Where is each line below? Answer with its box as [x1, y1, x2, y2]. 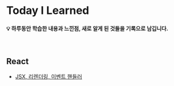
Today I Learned [6, 4, 89, 18]
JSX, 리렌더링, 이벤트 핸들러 [15, 73, 82, 81]
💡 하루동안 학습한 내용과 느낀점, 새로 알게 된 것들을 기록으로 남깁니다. [6, 25, 169, 32]
